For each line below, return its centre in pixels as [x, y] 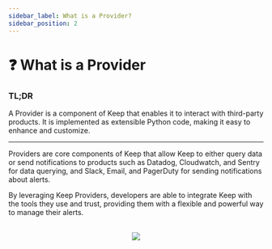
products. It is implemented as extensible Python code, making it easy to [130, 121]
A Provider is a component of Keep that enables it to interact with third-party [136, 113]
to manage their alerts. [46, 212]
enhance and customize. [49, 130]
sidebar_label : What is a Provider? [70, 16]
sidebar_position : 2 [43, 23]
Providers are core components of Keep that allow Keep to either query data [136, 154]
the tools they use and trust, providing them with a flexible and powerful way [136, 204]
